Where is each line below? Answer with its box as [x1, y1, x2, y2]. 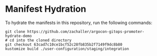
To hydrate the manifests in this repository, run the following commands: [5, 20, 153, 26]
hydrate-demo [5, 33, 32, 38]
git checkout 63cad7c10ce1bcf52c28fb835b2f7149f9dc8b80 [5, 42, 122, 47]
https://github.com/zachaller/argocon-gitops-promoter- [27, 29, 145, 34]
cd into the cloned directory [9, 38, 72, 43]
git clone [5, 29, 26, 34]
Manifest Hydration [5, 3, 86, 15]
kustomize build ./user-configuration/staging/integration [5, 46, 129, 51]
